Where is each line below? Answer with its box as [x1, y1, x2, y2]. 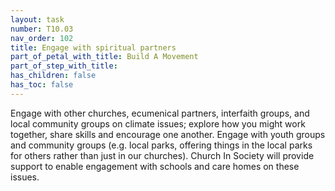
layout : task [10, 14, 65, 25]
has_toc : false [10, 80, 74, 90]
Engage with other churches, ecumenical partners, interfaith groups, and [10, 107, 310, 119]
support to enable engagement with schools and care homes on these [10, 160, 300, 172]
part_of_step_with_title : [10, 61, 118, 71]
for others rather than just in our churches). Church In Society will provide [10, 149, 315, 161]
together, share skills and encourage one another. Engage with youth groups [10, 128, 326, 140]
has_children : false [10, 71, 97, 81]
